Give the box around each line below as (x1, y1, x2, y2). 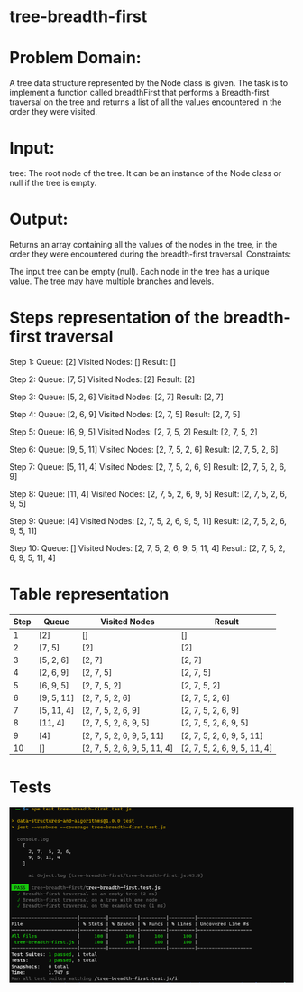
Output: (9, 210, 69, 229)
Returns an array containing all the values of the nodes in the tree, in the (9, 239, 278, 249)
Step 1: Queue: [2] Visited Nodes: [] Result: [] (9, 356, 177, 367)
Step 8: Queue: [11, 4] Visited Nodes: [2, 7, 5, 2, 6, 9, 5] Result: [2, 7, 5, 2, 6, (9, 488, 288, 499)
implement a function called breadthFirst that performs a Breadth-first (9, 88, 270, 98)
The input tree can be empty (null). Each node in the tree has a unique (9, 267, 270, 276)
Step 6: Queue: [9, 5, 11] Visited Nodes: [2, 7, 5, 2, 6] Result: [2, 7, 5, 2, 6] (9, 444, 279, 454)
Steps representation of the (9, 307, 220, 328)
